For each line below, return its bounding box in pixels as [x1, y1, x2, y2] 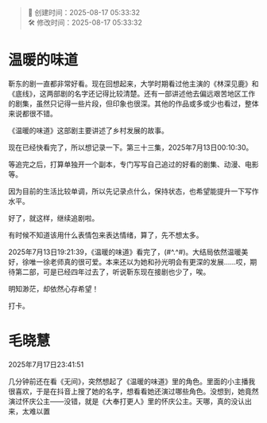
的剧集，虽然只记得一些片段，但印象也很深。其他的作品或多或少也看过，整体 [8, 99, 259, 108]
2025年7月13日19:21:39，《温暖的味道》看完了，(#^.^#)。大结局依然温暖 [8, 247, 242, 257]
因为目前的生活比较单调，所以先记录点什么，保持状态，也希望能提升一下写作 [8, 186, 259, 196]
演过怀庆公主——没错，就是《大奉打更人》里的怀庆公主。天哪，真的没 [8, 396, 238, 405]
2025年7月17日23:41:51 [8, 359, 84, 369]
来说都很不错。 [8, 108, 57, 118]
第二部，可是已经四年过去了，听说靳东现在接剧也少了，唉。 [14, 267, 211, 276]
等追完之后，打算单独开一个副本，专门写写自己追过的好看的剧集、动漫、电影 [8, 159, 259, 169]
